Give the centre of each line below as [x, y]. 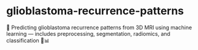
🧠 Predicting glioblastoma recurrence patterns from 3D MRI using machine [99, 27]
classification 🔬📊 [28, 40]
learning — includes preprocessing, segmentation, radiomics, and [88, 33]
